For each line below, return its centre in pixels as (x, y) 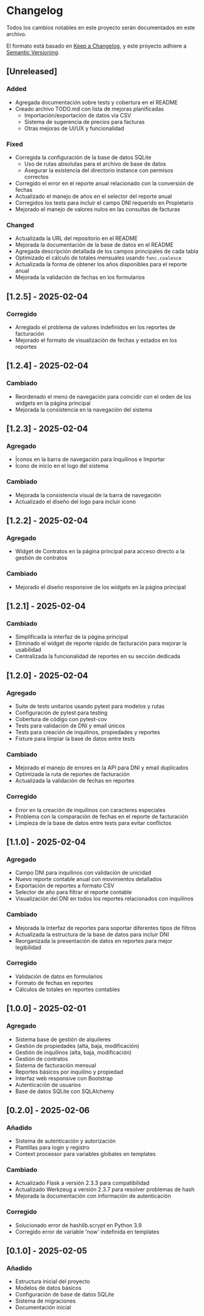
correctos (36, 176)
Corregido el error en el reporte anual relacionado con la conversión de (104, 183)
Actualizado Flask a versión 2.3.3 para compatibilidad (82, 1183)
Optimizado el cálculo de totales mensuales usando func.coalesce (98, 258)
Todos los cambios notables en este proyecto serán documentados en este (101, 27)
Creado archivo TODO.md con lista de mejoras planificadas (90, 109)
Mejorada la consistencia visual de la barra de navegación (88, 495)
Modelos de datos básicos (48, 1288)
